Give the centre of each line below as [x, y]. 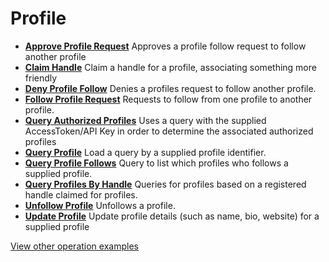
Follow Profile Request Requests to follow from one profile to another [168, 99]
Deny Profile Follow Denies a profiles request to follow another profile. [170, 88]
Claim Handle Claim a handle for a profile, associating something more [170, 67]
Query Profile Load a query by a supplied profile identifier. [145, 152]
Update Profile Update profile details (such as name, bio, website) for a [172, 216]
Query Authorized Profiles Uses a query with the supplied [145, 120]
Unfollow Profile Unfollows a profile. [100, 205]
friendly [41, 78]
